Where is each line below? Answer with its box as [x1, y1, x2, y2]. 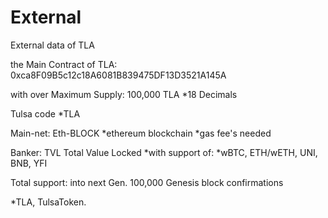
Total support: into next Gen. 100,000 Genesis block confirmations [10, 176, 284, 188]
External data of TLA [10, 39, 95, 51]
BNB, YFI [10, 157, 48, 169]
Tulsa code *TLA [10, 107, 81, 120]
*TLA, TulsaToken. [10, 196, 87, 208]
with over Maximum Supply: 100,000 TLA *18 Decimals [10, 88, 238, 100]
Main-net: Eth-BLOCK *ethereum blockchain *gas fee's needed [10, 127, 272, 139]
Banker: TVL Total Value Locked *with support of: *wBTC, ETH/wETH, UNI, [10, 146, 318, 158]
